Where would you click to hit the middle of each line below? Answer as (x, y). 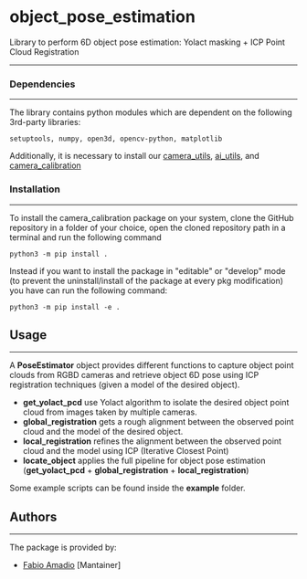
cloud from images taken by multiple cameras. (110, 412)
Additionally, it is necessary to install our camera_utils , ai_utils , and (135, 156)
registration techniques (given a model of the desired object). (125, 384)
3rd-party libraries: (45, 122)
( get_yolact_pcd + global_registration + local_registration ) (136, 470)
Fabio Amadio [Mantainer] (72, 565)
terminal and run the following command (85, 237)
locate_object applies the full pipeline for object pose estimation (144, 461)
